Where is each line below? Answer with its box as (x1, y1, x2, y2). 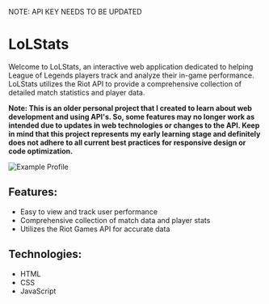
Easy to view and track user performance (19, 206, 158, 217)
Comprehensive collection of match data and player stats (19, 215, 211, 225)
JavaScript (19, 286, 57, 296)
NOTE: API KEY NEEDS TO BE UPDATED (8, 7, 143, 16)
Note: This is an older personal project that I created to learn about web (8, 103, 253, 112)
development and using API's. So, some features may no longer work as (8, 112, 255, 121)
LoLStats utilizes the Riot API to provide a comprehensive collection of (8, 78, 242, 88)
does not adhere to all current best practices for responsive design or (8, 137, 246, 147)
